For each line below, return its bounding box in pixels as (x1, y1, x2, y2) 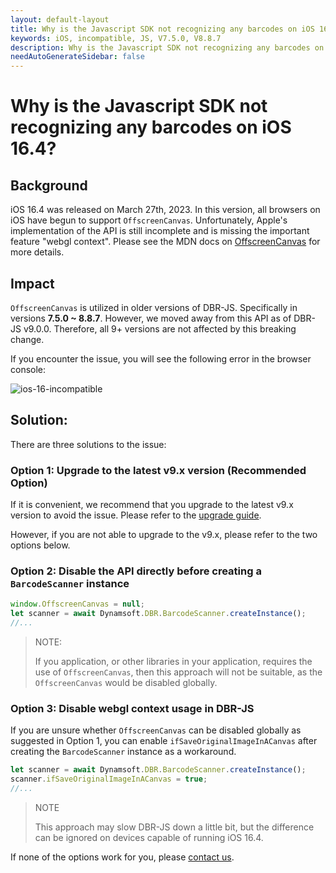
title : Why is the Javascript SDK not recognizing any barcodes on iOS (10, 24, 315, 34)
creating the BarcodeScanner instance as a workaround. (10, 746, 237, 758)
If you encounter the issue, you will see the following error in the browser (10, 352, 312, 365)
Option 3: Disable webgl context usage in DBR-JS (10, 701, 255, 715)
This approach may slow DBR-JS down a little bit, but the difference (34, 821, 315, 833)
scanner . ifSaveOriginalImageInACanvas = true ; (10, 774, 208, 785)
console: (10, 363, 47, 375)
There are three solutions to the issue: (10, 438, 167, 450)
